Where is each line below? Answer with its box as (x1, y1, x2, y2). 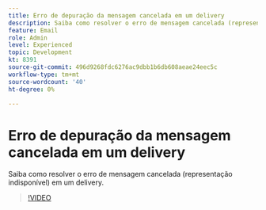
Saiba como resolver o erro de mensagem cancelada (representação (8, 170, 233, 179)
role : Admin (8, 33, 47, 42)
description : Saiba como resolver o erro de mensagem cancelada (8, 19, 225, 27)
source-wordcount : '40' (8, 78, 87, 86)
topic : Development (8, 48, 73, 56)
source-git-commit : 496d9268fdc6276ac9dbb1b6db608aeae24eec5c (8, 63, 218, 71)
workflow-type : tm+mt (8, 71, 80, 78)
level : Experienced (8, 41, 73, 49)
